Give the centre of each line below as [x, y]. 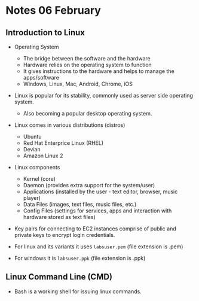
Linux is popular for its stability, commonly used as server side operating [104, 95]
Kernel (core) [39, 179]
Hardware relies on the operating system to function [87, 65]
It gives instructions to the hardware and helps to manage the [99, 71]
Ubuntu [32, 136]
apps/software [41, 77]
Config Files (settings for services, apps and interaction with [97, 211]
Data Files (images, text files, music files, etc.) [80, 204]
